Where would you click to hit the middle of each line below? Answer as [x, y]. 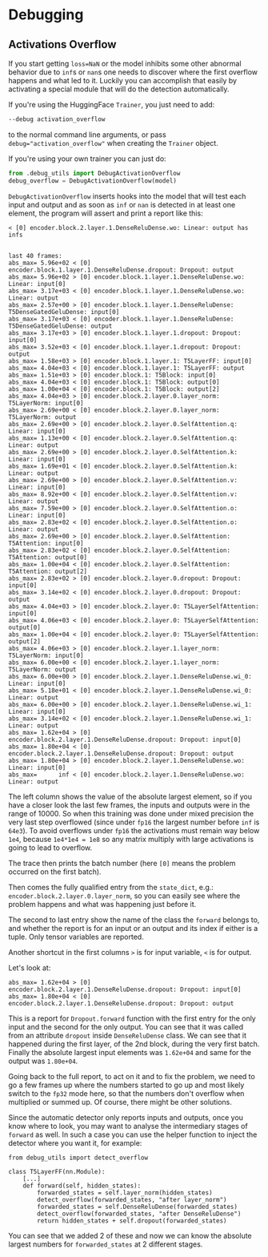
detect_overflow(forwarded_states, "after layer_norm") [132, 1199]
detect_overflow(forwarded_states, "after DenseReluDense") [139, 1214]
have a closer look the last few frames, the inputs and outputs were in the [129, 805]
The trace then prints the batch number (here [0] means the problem [122, 863]
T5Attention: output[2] [48, 571]
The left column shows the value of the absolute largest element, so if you [130, 796]
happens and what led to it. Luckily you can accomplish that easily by [123, 81]
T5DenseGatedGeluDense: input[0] [64, 312]
